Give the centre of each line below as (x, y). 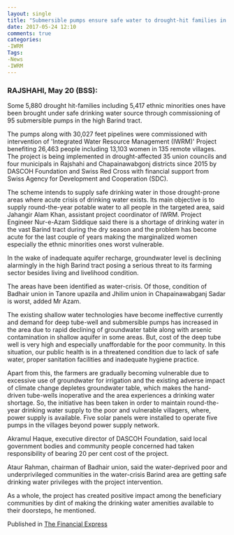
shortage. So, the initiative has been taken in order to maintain (97, 403)
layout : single (29, 14)
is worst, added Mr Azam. (44, 301)
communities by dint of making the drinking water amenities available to (111, 503)
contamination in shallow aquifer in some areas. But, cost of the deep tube (114, 337)
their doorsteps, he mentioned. (52, 510)
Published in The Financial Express (58, 524)
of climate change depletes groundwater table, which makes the (100, 388)
